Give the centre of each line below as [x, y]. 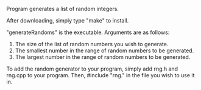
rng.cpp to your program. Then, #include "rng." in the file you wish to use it [100, 75]
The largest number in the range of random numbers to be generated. [103, 57]
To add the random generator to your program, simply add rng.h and [92, 69]
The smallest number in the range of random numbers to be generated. [104, 50]
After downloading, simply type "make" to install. [68, 20]
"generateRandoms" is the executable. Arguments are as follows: [88, 32]
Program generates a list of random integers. [62, 9]
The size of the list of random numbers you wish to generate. [92, 44]
